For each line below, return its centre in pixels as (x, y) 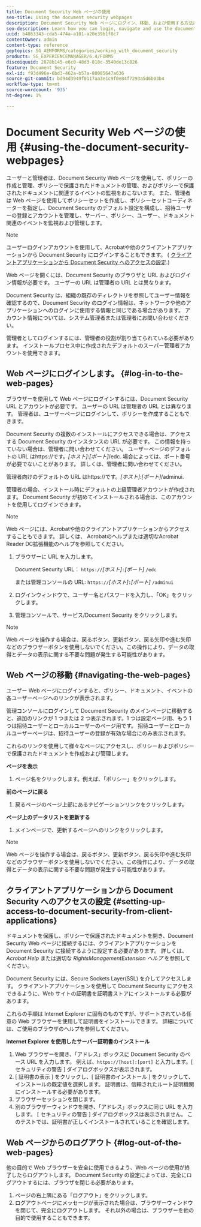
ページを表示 (22, 766)
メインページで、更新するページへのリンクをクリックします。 (90, 830)
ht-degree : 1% (24, 95)
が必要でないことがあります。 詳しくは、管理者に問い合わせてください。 (96, 464)
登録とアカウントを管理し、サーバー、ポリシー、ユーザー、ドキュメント (106, 215)
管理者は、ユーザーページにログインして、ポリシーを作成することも (101, 413)
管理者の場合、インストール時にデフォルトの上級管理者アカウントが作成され (100, 489)
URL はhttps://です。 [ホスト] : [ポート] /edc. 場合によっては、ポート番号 (104, 456)
